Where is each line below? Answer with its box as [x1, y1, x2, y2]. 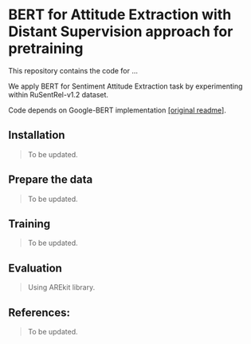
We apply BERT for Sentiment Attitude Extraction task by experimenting [8, 81, 243, 91]
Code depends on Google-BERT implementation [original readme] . [8, 105, 227, 115]
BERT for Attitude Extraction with [8, 6, 232, 24]
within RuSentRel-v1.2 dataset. [8, 89, 109, 99]
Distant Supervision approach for [8, 22, 233, 41]
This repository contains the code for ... [8, 65, 138, 75]
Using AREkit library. [27, 283, 96, 292]
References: [8, 306, 70, 319]
